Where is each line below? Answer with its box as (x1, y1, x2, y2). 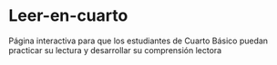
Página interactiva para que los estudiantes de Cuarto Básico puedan (8, 35, 269, 46)
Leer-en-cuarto (8, 5, 128, 26)
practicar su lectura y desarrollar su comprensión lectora (8, 44, 222, 55)
